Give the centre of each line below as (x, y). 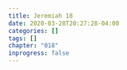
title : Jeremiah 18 (41, 16)
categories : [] (34, 31)
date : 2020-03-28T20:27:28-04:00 (64, 23)
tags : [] (23, 38)
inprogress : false (39, 53)
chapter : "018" (34, 46)
